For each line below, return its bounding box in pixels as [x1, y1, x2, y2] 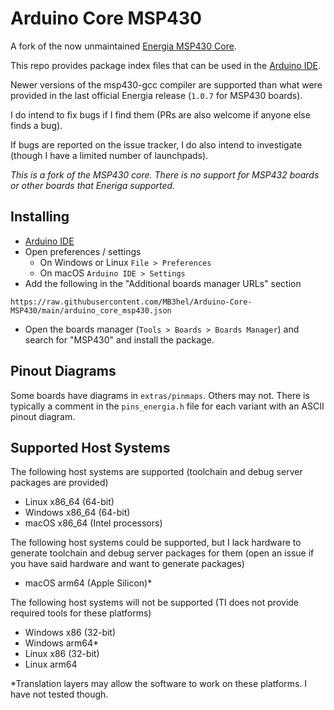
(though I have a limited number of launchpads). [10, 149, 209, 161]
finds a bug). [10, 119, 63, 131]
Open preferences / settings [24, 245, 142, 257]
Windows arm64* [24, 637, 100, 649]
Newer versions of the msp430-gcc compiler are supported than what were [10, 78, 323, 91]
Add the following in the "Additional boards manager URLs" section [24, 277, 302, 289]
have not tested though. [10, 688, 109, 701]
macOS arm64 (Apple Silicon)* [24, 577, 153, 589]
